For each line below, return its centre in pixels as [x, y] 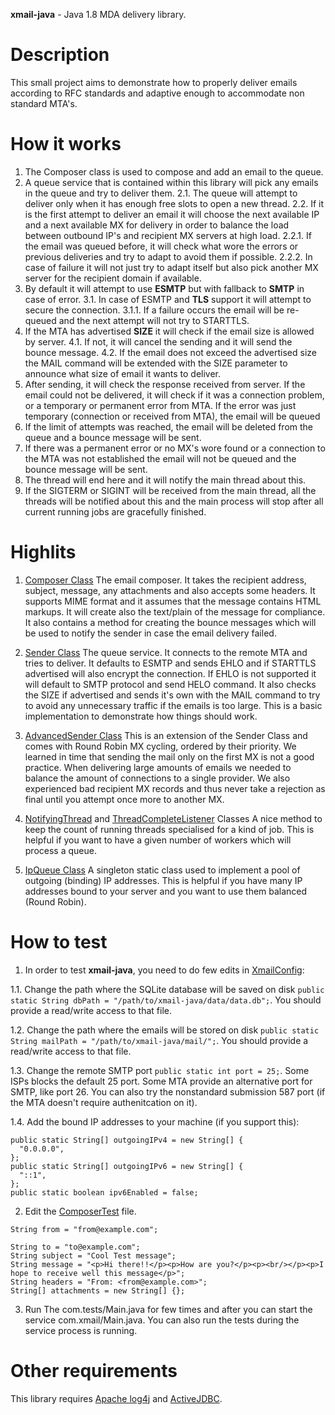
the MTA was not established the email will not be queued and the [160, 458]
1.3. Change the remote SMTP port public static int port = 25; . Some [160, 1070]
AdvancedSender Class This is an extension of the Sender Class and [166, 735]
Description [60, 55]
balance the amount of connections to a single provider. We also [157, 778]
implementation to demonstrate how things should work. [141, 716]
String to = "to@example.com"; [75, 1247]
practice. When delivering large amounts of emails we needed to [158, 767]
